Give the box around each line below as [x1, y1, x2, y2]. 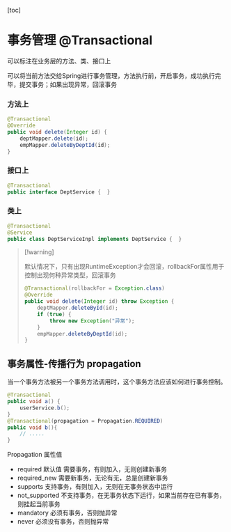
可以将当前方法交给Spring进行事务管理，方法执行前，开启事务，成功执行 [7, 71, 216, 79]
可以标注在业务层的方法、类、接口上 [7, 56, 111, 65]
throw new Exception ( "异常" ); [49, 317, 135, 324]
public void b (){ [7, 424, 58, 431]
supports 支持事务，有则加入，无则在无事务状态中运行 [17, 483, 173, 491]
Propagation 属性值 [7, 451, 63, 459]
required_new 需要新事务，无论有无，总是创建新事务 [17, 474, 168, 483]
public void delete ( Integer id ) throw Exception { [24, 298, 175, 305]
